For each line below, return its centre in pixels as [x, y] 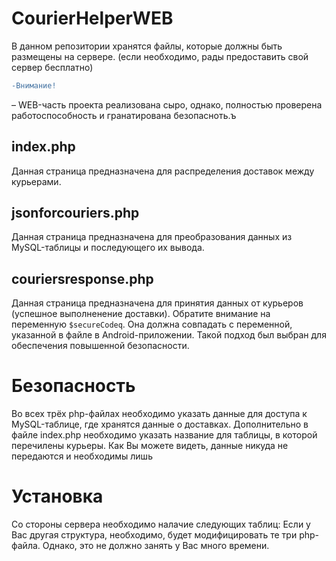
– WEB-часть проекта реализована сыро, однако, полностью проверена [167, 104]
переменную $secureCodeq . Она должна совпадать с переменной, [152, 324]
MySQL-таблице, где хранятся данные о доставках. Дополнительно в [160, 424]
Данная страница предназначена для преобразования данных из [152, 237]
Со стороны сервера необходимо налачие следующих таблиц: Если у [161, 524]
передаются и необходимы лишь [82, 456]
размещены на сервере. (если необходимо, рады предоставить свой [160, 56]
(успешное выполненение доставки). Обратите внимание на [141, 314]
